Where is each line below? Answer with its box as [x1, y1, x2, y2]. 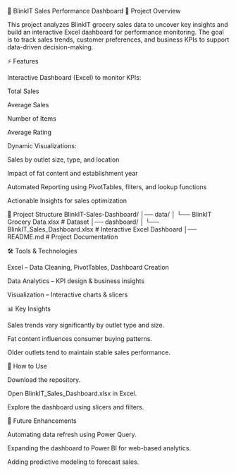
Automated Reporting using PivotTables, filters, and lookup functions [7, 183, 207, 191]
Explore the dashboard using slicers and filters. [7, 403, 144, 411]
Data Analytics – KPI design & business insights [7, 277, 145, 285]
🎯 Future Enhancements [7, 417, 77, 425]
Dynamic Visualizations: [7, 142, 77, 150]
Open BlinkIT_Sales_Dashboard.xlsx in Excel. [7, 389, 137, 397]
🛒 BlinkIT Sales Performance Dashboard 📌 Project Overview [7, 7, 181, 15]
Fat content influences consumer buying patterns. [7, 335, 153, 342]
